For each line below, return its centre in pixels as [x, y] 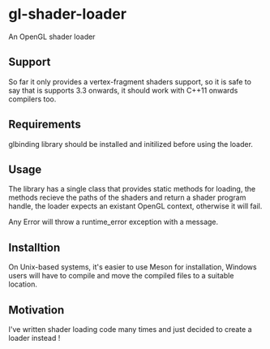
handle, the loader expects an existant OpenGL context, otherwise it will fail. [135, 206]
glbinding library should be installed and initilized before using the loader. [131, 144]
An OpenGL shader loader [52, 37]
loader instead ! [34, 338]
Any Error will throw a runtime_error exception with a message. [114, 222]
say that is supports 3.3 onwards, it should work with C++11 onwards [123, 90]
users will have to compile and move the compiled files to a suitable [121, 276]
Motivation [36, 310]
